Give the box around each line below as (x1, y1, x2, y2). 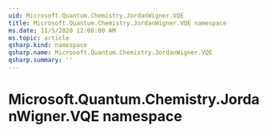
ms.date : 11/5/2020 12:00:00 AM (8, 26, 116, 34)
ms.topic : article (8, 33, 70, 42)
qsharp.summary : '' (8, 57, 74, 65)
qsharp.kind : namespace (8, 41, 88, 49)
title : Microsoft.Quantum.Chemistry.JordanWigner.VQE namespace (8, 19, 227, 27)
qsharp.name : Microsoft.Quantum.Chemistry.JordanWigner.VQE (8, 49, 213, 57)
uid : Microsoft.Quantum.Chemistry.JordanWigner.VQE (8, 11, 184, 20)
